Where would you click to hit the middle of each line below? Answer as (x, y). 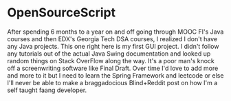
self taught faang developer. (47, 90)
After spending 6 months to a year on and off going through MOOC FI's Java (115, 32)
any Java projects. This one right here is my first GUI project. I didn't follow (113, 46)
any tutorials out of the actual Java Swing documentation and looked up (109, 54)
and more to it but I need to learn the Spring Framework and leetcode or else (115, 75)
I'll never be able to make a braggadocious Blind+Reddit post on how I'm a (112, 82)
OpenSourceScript (61, 13)
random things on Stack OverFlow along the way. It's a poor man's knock (111, 60)
